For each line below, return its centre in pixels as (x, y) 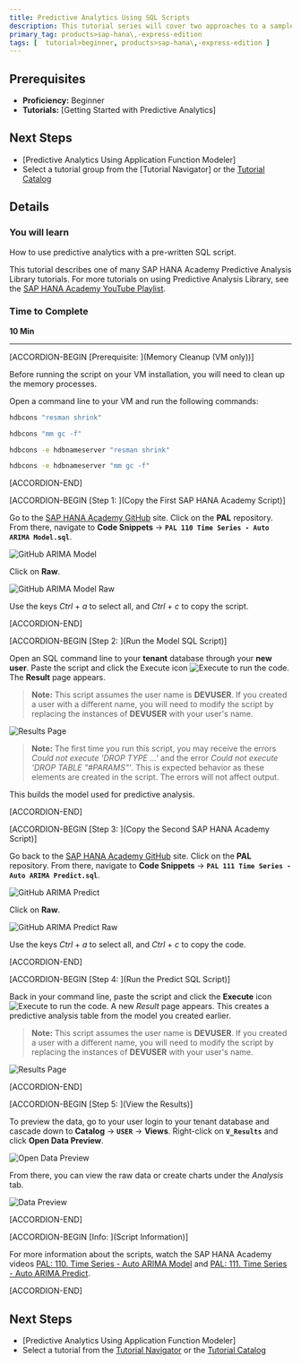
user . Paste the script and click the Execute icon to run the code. (149, 668)
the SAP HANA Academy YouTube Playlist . (88, 289)
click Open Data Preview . (57, 1141)
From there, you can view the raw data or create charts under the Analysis (146, 1176)
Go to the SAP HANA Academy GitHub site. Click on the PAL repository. (141, 518)
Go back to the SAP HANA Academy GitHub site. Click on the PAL (131, 856)
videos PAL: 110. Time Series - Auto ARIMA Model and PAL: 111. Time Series (148, 1264)
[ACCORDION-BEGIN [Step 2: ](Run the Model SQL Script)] (118, 641)
